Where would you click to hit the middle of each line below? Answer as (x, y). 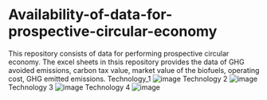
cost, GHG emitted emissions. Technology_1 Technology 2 (118, 79)
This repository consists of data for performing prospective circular (119, 53)
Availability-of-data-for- (90, 15)
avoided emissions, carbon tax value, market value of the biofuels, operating (134, 70)
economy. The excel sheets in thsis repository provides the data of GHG (126, 62)
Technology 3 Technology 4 (69, 87)
